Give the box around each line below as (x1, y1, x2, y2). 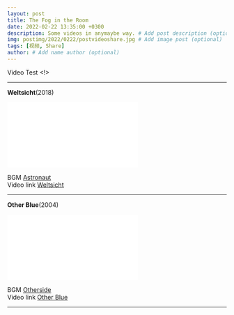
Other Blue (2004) (7, 200, 59, 209)
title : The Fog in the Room (7, 17, 89, 24)
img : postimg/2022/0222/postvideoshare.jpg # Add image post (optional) (7, 36, 223, 43)
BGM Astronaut (7, 173, 52, 181)
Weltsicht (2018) (7, 88, 54, 96)
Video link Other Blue (7, 293, 68, 301)
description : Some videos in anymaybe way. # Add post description (7, 29, 208, 37)
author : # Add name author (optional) (7, 49, 120, 56)
